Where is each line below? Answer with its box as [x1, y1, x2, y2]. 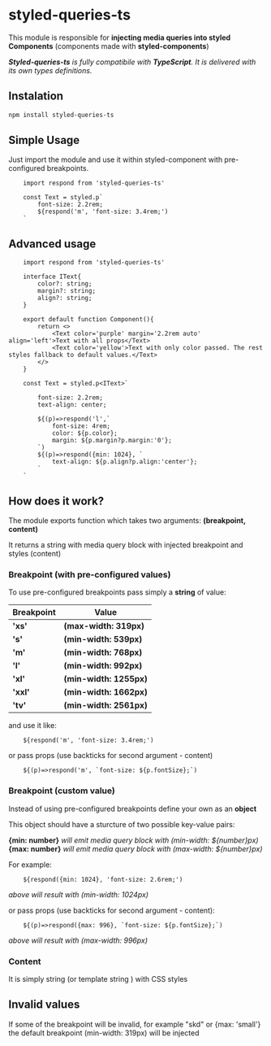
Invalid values [8, 998, 80, 1012]
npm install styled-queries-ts [8, 111, 114, 119]
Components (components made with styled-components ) [8, 41, 209, 50]
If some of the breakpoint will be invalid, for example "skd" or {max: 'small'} [8, 1019, 261, 1029]
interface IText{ [23, 272, 82, 281]
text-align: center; [37, 401, 107, 409]
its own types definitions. [8, 65, 92, 75]
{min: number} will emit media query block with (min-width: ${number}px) [8, 835, 259, 845]
